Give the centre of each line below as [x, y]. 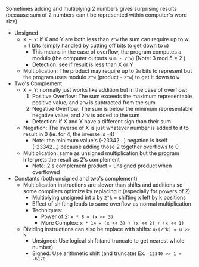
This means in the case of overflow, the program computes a [107, 52]
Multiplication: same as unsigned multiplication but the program [101, 153]
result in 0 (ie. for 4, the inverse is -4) [69, 134]
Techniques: [47, 210]
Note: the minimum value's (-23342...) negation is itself [100, 140]
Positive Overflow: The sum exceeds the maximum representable [112, 96]
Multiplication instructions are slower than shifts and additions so [103, 185]
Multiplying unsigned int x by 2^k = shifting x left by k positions [109, 197]
